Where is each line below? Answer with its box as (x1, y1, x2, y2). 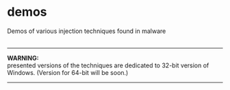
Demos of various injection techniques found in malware (7, 27, 166, 35)
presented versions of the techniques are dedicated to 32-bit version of (7, 61, 209, 69)
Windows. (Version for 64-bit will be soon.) (7, 68, 129, 76)
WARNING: (7, 54, 39, 62)
